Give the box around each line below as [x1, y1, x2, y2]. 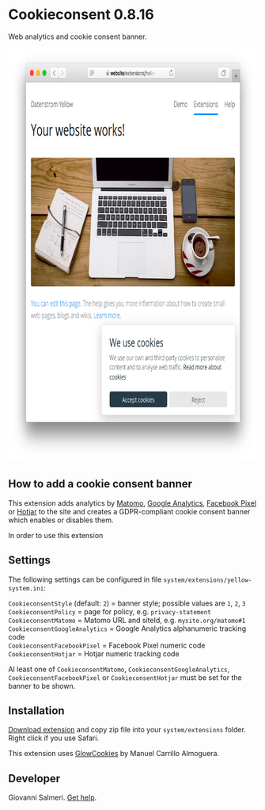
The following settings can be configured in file [8, 575, 162, 584]
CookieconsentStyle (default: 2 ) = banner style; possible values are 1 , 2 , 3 [8, 598, 247, 608]
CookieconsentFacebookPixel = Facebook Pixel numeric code [8, 640, 206, 650]
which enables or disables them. [8, 515, 114, 525]
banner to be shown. [8, 681, 76, 690]
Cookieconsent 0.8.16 [8, 6, 154, 24]
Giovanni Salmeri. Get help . [8, 793, 97, 802]
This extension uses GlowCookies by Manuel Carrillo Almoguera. [8, 749, 220, 758]
